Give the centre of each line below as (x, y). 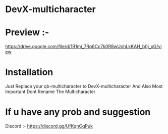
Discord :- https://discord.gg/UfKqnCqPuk (49, 126)
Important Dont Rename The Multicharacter (50, 92)
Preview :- (27, 33)
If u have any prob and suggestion (78, 112)
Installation (29, 72)
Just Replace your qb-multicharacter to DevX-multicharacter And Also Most (84, 86)
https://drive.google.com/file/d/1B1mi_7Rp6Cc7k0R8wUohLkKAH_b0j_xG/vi (83, 47)
